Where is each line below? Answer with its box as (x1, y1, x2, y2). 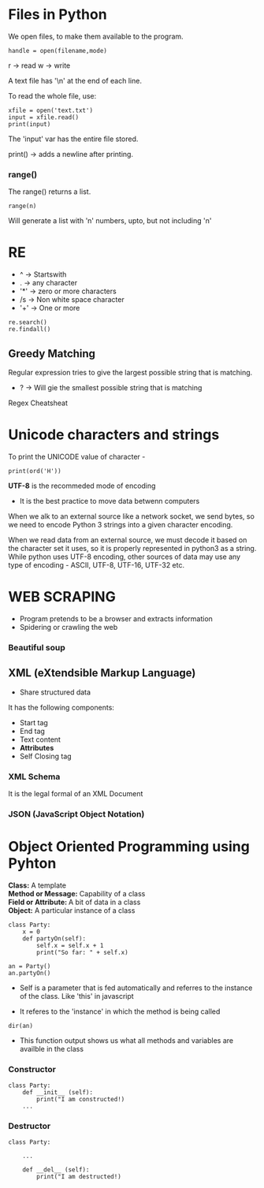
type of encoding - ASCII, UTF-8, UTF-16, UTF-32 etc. (8, 560, 185, 569)
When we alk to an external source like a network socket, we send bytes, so (8, 511, 255, 521)
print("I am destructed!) (36, 1173, 122, 1181)
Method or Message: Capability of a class (8, 888, 146, 898)
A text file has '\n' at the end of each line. (8, 76, 142, 85)
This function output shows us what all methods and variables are (19, 1035, 234, 1045)
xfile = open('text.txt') (8, 106, 93, 114)
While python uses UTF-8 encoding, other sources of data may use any (8, 552, 241, 561)
